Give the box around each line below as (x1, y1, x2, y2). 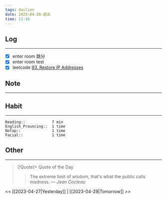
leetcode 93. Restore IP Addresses (12, 65, 83, 70)
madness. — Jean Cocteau (29, 179, 86, 185)
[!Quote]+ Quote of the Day (17, 164, 74, 170)
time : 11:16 (5, 16, 30, 21)
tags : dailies (5, 7, 35, 12)
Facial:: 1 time (5, 133, 66, 137)
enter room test (12, 59, 44, 65)
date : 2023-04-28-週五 (5, 12, 51, 17)
